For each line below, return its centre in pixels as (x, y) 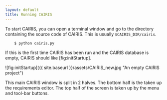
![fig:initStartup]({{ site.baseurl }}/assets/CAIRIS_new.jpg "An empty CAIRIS (82, 67)
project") (14, 72)
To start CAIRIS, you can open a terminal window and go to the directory (79, 28)
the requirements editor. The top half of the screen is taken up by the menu (82, 87)
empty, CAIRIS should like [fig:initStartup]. (48, 57)
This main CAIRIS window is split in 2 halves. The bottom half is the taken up (83, 82)
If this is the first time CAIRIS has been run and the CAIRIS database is (77, 52)
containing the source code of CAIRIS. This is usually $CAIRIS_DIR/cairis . (81, 34)
